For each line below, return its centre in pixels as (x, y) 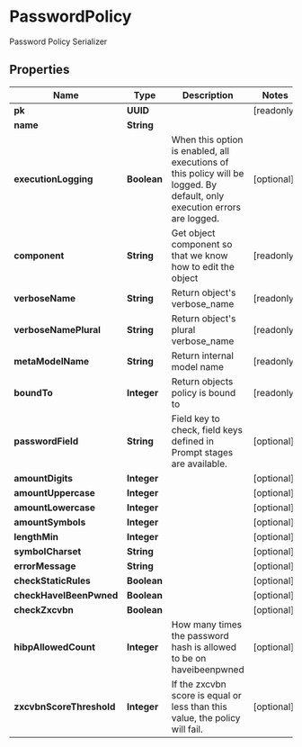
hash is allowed (204, 647)
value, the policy (206, 717)
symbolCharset (48, 551)
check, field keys (207, 429)
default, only (198, 195)
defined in (192, 441)
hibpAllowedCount (55, 647)
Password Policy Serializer (58, 41)
